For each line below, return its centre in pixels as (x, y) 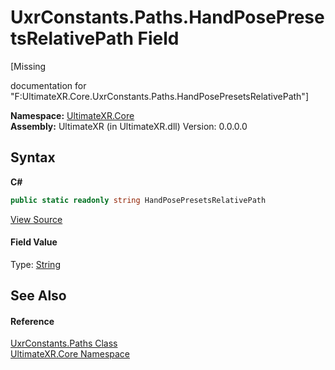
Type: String (35, 264)
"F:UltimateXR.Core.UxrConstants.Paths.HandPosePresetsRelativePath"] (159, 96)
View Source (36, 219)
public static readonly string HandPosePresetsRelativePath (138, 200)
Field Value (34, 242)
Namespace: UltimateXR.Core (72, 115)
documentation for (48, 85)
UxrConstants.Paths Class (64, 343)
